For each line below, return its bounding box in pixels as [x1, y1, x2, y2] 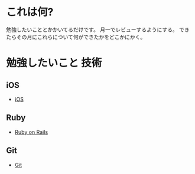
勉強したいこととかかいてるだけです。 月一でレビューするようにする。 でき [6, 26, 190, 33]
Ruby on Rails [14, 128, 48, 136]
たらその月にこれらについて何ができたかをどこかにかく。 [6, 33, 146, 40]
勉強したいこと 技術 [6, 57, 102, 70]
